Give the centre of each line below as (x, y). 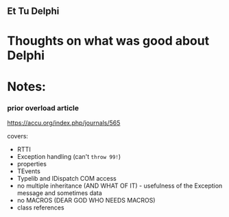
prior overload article (43, 107)
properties (32, 164)
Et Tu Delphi (33, 11)
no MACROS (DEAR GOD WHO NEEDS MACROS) (86, 201)
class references (40, 207)
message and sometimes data (60, 193)
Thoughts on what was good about (108, 41)
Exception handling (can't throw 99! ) (69, 157)
